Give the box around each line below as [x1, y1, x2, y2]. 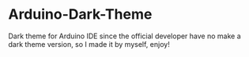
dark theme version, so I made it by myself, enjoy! [8, 39, 170, 48]
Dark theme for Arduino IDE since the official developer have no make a [8, 31, 241, 41]
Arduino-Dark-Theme [8, 5, 153, 23]
